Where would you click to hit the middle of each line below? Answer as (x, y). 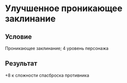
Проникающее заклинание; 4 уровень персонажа (57, 48)
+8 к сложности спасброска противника (47, 75)
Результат (21, 64)
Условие (18, 37)
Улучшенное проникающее (64, 8)
